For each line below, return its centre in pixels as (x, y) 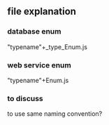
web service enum (39, 65)
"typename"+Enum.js (38, 80)
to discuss (25, 98)
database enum (34, 32)
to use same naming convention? (55, 114)
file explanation (42, 12)
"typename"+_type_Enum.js (47, 47)
